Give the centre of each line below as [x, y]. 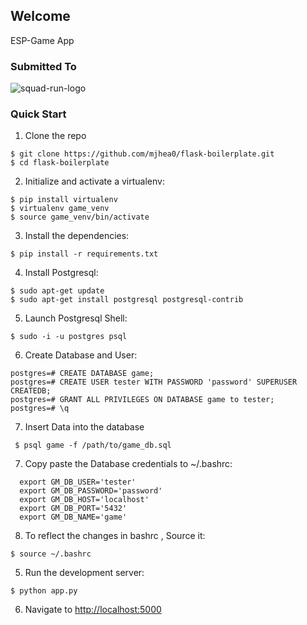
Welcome [40, 16]
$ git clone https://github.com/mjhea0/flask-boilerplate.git [142, 154]
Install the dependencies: [77, 236]
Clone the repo [55, 136]
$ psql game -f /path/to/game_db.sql [93, 445]
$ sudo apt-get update [57, 291]
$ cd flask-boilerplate [60, 163]
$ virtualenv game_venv [60, 209]
